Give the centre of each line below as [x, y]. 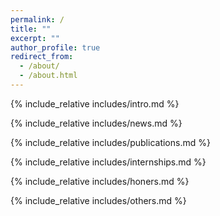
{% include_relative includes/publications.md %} [110, 142]
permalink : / [37, 19]
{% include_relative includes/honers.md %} [100, 181]
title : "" [31, 29]
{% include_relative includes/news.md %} [96, 123]
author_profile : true [55, 47]
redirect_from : [42, 57]
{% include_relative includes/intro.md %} [95, 103]
